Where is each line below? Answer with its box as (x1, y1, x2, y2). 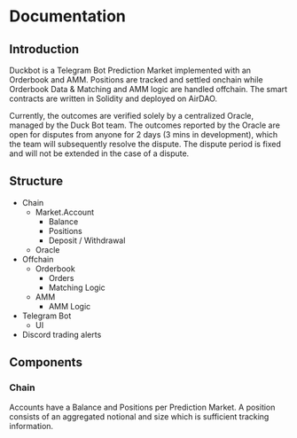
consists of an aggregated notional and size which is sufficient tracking (9, 411, 270, 422)
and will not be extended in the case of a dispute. (9, 148, 190, 159)
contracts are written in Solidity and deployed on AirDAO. (9, 93, 218, 104)
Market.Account (35, 207, 95, 217)
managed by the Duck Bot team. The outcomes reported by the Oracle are (9, 120, 281, 130)
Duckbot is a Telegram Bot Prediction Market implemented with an (9, 65, 251, 75)
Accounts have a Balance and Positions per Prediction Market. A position (9, 402, 276, 412)
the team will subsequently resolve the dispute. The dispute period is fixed (9, 139, 282, 149)
